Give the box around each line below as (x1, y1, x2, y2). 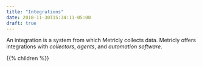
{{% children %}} (6, 55, 50, 62)
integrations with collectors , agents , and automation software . (6, 43, 162, 50)
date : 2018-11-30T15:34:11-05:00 (6, 14, 91, 21)
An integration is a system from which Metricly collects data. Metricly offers (6, 37, 197, 44)
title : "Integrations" (6, 8, 64, 15)
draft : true (6, 20, 37, 26)
